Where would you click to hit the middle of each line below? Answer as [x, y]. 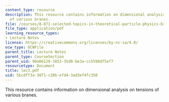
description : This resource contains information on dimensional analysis [85, 15]
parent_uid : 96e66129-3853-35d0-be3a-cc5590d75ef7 [59, 61]
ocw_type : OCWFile [24, 47]
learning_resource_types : [32, 33]
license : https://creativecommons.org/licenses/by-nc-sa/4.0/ [72, 43]
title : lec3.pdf [22, 71]
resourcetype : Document [30, 66]
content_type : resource [30, 10]
